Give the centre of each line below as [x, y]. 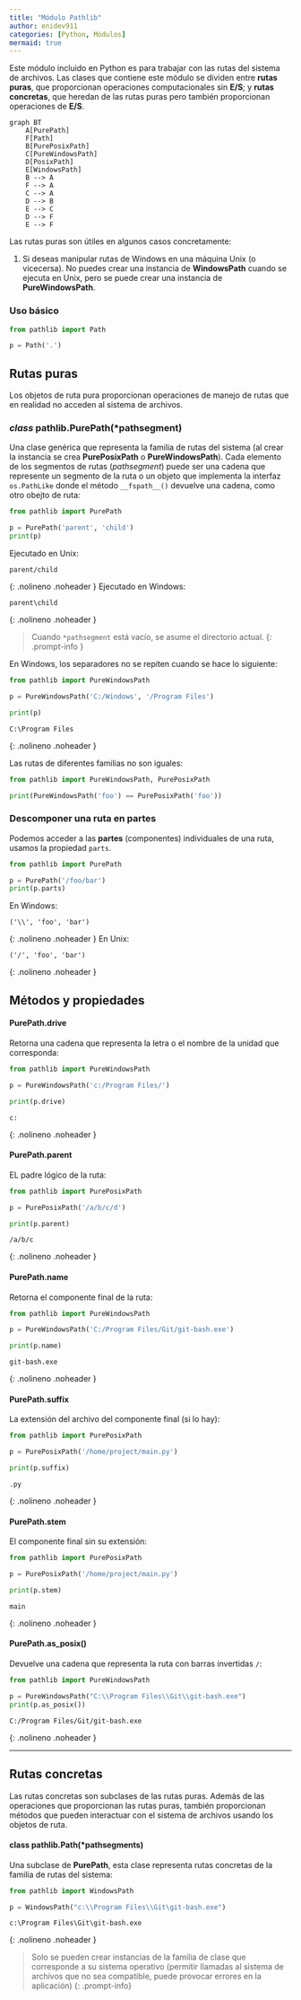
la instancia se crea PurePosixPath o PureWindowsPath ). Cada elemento [146, 457]
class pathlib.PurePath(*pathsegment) [96, 428]
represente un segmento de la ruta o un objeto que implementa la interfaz [145, 476]
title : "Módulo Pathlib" [56, 18]
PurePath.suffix [39, 1399]
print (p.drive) [38, 1101]
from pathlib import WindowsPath [72, 1890]
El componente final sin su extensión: [78, 1541]
